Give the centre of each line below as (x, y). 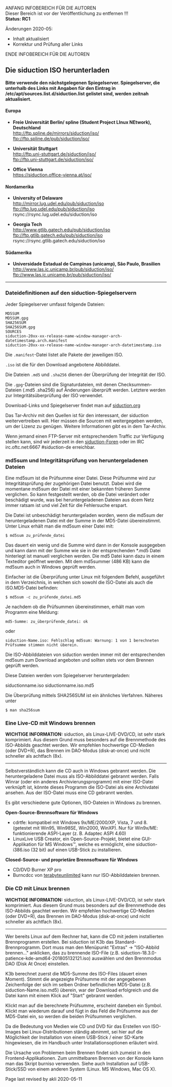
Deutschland (27, 128)
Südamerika (18, 252)
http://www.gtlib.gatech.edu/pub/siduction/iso (61, 230)
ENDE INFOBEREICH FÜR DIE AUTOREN (47, 54)
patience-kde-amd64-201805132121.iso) (48, 958)
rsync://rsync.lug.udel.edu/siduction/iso (55, 214)
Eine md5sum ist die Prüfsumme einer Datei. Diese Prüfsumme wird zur (81, 478)
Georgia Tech (27, 224)
